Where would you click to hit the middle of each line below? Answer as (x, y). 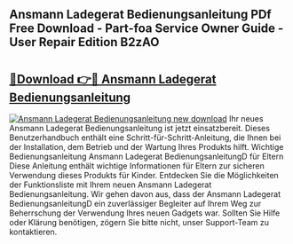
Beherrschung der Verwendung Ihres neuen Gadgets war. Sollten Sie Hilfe (145, 213)
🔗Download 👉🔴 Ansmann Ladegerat (113, 79)
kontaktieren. (33, 232)
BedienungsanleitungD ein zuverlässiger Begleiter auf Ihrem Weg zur (135, 204)
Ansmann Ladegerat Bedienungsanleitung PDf (141, 15)
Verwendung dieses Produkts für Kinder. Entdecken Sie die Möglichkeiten (144, 175)
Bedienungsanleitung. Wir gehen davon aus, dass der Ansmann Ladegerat (145, 194)
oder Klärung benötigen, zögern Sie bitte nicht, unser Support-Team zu (139, 222)
